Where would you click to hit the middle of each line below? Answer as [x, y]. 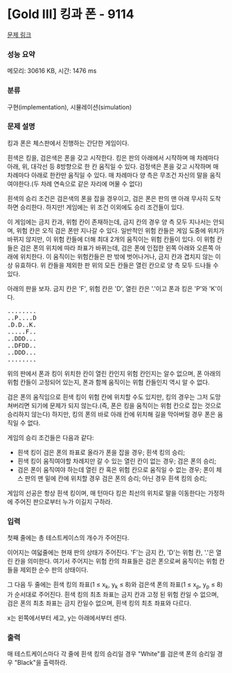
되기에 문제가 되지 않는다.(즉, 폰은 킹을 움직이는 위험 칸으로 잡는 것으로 [126, 405]
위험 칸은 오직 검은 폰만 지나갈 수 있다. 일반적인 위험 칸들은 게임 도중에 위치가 [121, 230]
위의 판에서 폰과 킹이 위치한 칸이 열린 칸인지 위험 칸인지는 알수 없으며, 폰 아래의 [114, 373]
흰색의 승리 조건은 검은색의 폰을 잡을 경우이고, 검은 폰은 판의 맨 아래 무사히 [108, 198]
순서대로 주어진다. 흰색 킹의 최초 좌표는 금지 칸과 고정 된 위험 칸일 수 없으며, [117, 594]
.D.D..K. [22, 324]
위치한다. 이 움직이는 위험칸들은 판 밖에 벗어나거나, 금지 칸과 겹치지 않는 [117, 256]
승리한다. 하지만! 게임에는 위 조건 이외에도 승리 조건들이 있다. [102, 207]
